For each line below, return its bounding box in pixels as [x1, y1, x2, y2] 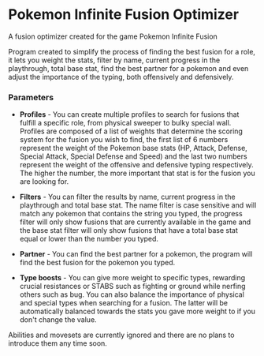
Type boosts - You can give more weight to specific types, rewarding [19, 273, 246, 283]
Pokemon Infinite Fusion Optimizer [8, 6, 239, 24]
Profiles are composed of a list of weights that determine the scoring [19, 126, 243, 136]
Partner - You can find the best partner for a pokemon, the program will [19, 249, 253, 259]
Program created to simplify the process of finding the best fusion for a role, [8, 47, 256, 56]
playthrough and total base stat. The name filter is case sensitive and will [19, 200, 257, 210]
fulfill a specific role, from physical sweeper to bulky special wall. [19, 118, 232, 128]
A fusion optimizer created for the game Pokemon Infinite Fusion [8, 32, 218, 41]
